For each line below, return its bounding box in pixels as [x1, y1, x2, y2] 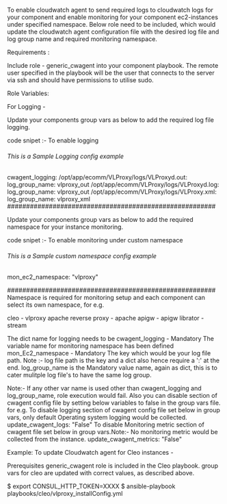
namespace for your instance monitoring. [7, 223, 124, 231]
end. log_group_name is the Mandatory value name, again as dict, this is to [7, 364, 217, 372]
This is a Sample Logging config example [7, 152, 124, 160]
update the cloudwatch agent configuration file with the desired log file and [7, 27, 219, 36]
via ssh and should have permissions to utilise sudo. [7, 76, 154, 84]
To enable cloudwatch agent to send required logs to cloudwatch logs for [7, 6, 214, 14]
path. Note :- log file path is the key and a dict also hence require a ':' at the [7, 356, 220, 365]
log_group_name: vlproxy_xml [7, 195, 91, 203]
